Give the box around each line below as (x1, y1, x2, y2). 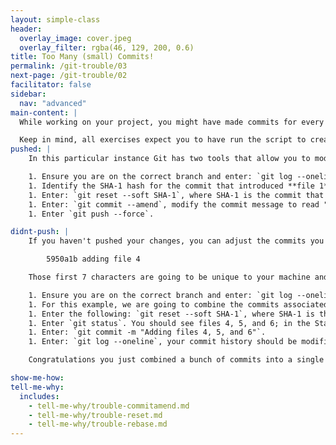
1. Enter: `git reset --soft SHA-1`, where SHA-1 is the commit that (28, 190, 325, 200)
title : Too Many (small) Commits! (10, 52, 155, 62)
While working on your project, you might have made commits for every (19, 117, 325, 127)
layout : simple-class (10, 14, 101, 25)
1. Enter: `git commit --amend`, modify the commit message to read (28, 199, 320, 210)
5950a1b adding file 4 (46, 254, 141, 265)
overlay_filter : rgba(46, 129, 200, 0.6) (19, 42, 195, 53)
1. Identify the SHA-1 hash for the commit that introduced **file (28, 181, 315, 191)
